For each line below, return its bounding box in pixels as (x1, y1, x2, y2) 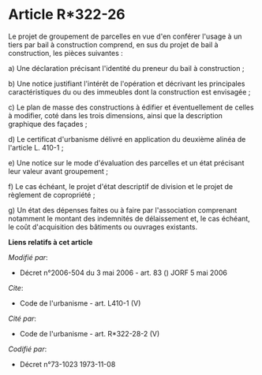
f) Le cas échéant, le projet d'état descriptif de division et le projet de (8, 181, 234, 191)
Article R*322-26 (8, 6, 125, 24)
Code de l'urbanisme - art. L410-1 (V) (19, 298, 141, 308)
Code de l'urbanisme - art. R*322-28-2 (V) (19, 329, 160, 338)
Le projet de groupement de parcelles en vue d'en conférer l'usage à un (8, 32, 242, 41)
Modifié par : (8, 252, 49, 262)
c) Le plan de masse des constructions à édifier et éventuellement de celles (8, 102, 254, 112)
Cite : (8, 283, 24, 292)
